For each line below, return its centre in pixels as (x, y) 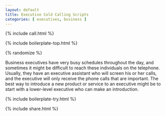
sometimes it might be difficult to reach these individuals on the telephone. (82, 68)
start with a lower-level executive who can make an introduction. (72, 89)
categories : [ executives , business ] (46, 19)
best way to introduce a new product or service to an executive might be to (83, 84)
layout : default (22, 10)
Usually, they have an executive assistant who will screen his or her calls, (81, 73)
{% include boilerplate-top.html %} (41, 43)
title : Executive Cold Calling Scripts (47, 15)
